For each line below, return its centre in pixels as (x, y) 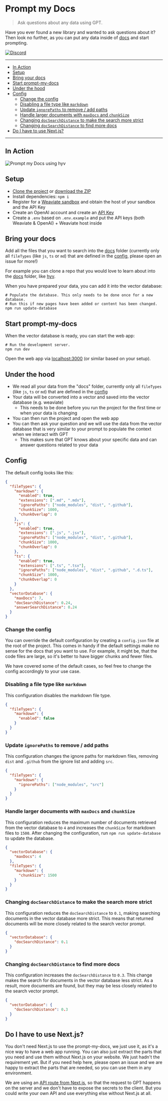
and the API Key (29, 207)
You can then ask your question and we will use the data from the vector (87, 424)
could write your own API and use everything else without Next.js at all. (78, 1093)
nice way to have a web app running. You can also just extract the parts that (83, 1052)
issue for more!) (21, 261)
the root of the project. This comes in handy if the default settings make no (82, 646)
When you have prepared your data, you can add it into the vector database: (84, 286)
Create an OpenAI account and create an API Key (63, 212)
